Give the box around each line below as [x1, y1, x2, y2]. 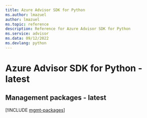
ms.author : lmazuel [5, 12, 47, 17]
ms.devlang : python [5, 41, 47, 46]
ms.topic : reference [5, 21, 49, 27]
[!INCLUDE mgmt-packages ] [5, 107, 65, 113]
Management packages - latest [5, 94, 107, 102]
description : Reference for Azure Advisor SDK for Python [5, 26, 131, 32]
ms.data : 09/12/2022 [5, 36, 49, 41]
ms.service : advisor [5, 31, 49, 36]
